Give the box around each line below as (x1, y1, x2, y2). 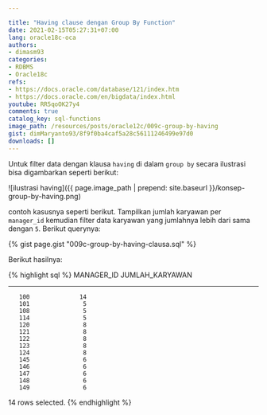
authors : (8, 41, 37, 49)
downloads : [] (8, 137, 56, 145)
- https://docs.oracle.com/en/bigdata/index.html (8, 92, 176, 100)
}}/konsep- (209, 182, 246, 192)
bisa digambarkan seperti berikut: (8, 167, 119, 177)
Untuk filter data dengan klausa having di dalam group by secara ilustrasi (8, 159, 246, 168)
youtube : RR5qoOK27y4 (8, 100, 80, 108)
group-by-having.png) (8, 191, 81, 201)
